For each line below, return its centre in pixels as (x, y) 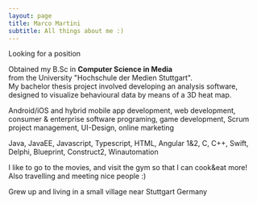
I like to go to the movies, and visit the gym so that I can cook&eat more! (128, 168)
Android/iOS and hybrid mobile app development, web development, (122, 110)
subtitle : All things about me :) (66, 31)
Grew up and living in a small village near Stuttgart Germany (108, 192)
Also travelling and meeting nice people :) (77, 176)
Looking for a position (45, 54)
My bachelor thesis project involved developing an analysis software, (123, 86)
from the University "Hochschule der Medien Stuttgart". (101, 78)
